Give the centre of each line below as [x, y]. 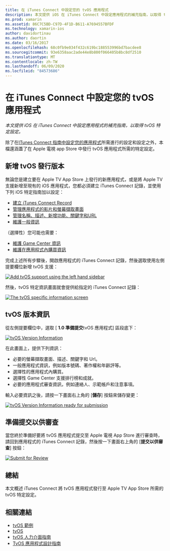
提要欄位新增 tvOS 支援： [32, 267]
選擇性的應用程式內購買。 [39, 371]
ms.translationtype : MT [30, 57]
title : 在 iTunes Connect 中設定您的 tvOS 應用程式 [57, 10]
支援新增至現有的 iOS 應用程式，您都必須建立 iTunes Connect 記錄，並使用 [83, 186]
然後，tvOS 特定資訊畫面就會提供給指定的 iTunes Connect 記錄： [73, 287]
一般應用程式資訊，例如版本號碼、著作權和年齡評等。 [68, 365]
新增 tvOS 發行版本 [35, 166]
